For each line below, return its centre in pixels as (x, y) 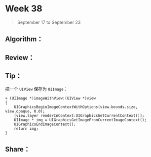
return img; (26, 129)
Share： (18, 149)
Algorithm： (24, 39)
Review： (20, 57)
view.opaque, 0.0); (25, 111)
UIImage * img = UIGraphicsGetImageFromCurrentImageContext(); (80, 120)
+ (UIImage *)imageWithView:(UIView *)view (51, 98)
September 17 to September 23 (49, 22)
